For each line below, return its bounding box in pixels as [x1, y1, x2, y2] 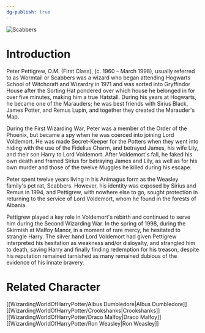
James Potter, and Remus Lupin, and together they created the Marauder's [6, 106, 195, 114]
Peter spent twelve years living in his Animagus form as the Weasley [6, 175, 179, 183]
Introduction [6, 47, 71, 61]
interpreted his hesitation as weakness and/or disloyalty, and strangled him [6, 239, 196, 246]
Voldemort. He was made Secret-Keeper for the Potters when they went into [6, 137, 199, 145]
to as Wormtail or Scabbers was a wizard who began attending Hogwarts [6, 74, 191, 81]
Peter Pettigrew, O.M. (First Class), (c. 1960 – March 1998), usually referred [6, 67, 195, 75]
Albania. [6, 201, 28, 208]
